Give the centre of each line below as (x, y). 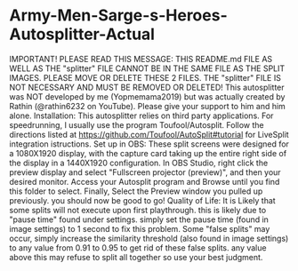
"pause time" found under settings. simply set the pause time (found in (139, 219)
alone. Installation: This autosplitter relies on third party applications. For (141, 116)
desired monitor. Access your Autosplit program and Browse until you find (145, 181)
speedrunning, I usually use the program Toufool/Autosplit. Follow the (137, 124)
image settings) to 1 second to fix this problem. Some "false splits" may (140, 228)
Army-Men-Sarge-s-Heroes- (119, 16)
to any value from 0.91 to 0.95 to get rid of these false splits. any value (138, 247)
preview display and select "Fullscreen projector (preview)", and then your (145, 172)
